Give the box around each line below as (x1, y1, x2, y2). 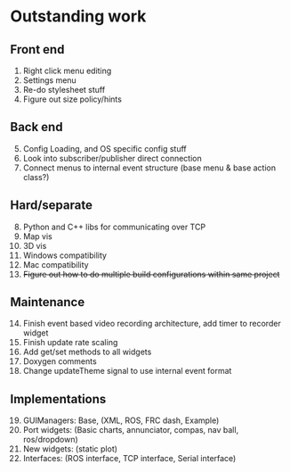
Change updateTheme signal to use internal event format (22, 366, 232, 377)
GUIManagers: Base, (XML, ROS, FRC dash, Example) (22, 415, 220, 426)
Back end (10, 120, 63, 135)
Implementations (10, 391, 107, 407)
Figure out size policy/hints (22, 94, 123, 104)
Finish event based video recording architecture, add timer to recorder (22, 319, 281, 329)
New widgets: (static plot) (22, 443, 118, 454)
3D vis (22, 240, 47, 251)
